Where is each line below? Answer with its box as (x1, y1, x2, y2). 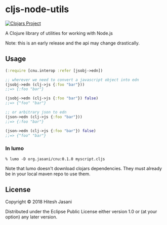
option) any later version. (5, 214, 57, 220)
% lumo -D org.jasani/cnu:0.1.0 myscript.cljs (5, 156, 105, 162)
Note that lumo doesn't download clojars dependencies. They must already (5, 165, 162, 171)
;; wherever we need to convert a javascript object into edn (5, 77, 139, 82)
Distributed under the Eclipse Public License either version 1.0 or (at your (5, 209, 157, 215)
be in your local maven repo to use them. (5, 171, 91, 177)
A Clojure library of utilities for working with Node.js (5, 30, 113, 36)
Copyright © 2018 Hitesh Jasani (5, 199, 72, 205)
